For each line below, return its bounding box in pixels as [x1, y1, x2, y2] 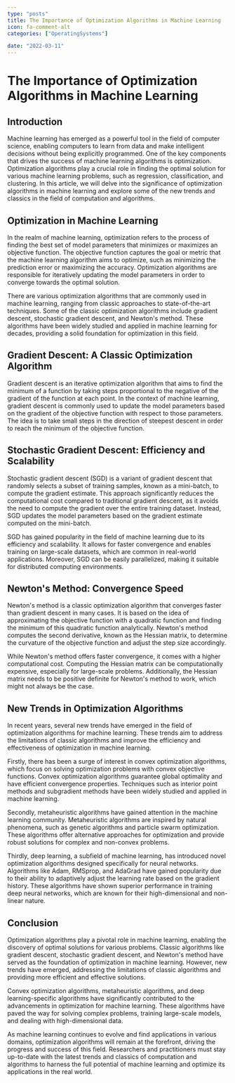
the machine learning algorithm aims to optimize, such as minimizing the [7, 255, 216, 264]
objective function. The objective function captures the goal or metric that [7, 248, 221, 257]
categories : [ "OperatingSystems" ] [7, 30, 109, 37]
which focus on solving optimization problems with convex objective [7, 764, 205, 774]
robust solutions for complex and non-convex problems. [7, 838, 170, 847]
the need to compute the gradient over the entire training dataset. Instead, [7, 504, 222, 512]
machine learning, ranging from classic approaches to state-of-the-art [7, 299, 210, 307]
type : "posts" [7, 10, 49, 18]
